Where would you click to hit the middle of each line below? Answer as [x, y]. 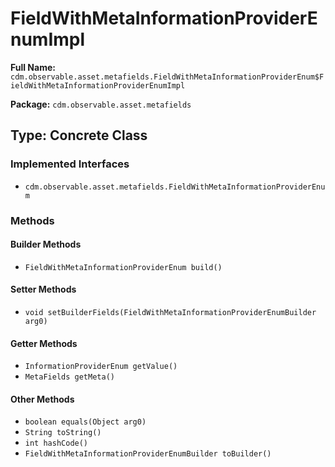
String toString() [63, 433]
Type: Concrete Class [79, 135]
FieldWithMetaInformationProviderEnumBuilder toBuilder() [148, 454]
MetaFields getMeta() [69, 377]
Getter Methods [44, 343]
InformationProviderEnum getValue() [101, 367]
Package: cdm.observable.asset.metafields [101, 104]
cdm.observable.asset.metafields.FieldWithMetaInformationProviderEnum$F [167, 77]
